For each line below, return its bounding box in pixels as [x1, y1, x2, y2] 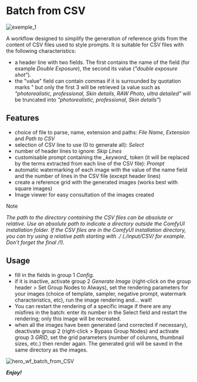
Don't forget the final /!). [6, 239, 64, 246]
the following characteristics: [6, 47, 76, 54]
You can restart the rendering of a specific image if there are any [14, 302, 171, 309]
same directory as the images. [14, 346, 88, 353]
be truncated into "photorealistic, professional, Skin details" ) [14, 96, 161, 103]
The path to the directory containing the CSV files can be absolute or [6, 214, 174, 221]
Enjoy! [6, 369, 22, 376]
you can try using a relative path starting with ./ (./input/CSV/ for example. [6, 232, 186, 239]
